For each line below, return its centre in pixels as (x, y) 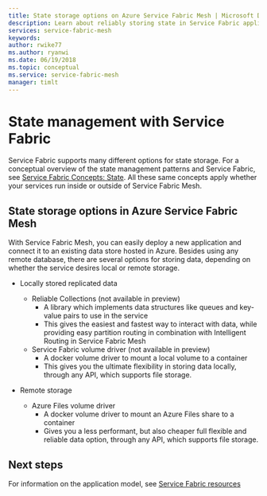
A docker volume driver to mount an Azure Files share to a (139, 414)
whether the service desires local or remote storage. (94, 268)
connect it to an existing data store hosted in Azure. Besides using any (124, 251)
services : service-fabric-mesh (60, 30)
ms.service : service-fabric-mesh (64, 75)
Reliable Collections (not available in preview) (106, 299)
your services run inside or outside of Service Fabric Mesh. (105, 186)
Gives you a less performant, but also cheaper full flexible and (145, 432)
